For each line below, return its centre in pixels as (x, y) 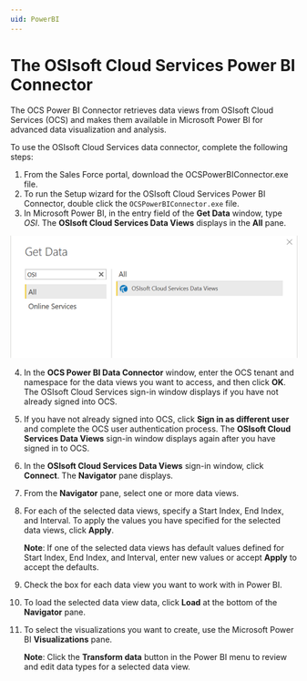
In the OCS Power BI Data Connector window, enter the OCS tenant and (159, 372)
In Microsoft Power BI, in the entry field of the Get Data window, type (153, 213)
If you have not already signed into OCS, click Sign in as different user (156, 420)
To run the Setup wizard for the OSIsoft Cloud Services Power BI (144, 193)
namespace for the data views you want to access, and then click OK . (154, 382)
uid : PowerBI (35, 19)
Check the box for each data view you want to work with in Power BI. (153, 585)
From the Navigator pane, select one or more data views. (131, 493)
